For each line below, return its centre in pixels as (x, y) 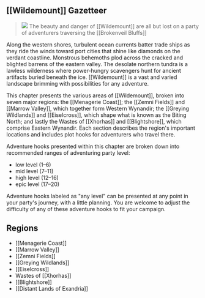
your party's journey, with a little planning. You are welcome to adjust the (98, 203)
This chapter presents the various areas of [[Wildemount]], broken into (95, 95)
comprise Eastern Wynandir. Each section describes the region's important (101, 128)
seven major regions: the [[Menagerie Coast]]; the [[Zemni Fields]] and (96, 102)
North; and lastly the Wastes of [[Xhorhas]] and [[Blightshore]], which (94, 121)
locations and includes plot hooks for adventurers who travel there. (91, 134)
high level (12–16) (37, 177)
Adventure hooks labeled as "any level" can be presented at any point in (97, 196)
